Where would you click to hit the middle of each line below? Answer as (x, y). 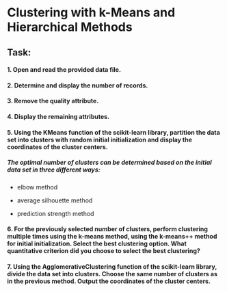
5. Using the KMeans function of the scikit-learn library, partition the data (113, 132)
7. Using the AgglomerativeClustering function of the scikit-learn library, (112, 266)
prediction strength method (55, 213)
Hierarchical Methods (70, 27)
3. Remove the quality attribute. (53, 101)
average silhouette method (55, 200)
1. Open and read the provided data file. (64, 70)
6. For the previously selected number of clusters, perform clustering (108, 229)
